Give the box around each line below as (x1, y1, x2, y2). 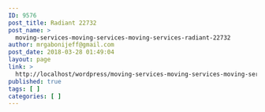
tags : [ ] (8, 84, 41, 93)
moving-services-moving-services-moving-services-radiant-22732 (15, 33, 231, 42)
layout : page (8, 56, 51, 64)
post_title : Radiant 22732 (8, 19, 97, 27)
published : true (8, 77, 62, 85)
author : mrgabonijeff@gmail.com (8, 41, 114, 49)
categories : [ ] (8, 92, 62, 100)
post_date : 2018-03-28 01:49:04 (8, 48, 114, 56)
